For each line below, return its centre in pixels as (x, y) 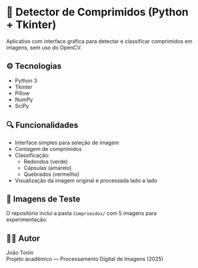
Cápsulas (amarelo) (48, 168)
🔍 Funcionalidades (42, 125)
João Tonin (20, 253)
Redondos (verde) (46, 161)
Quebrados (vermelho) (51, 174)
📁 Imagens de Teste (43, 199)
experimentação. (27, 220)
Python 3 (26, 80)
